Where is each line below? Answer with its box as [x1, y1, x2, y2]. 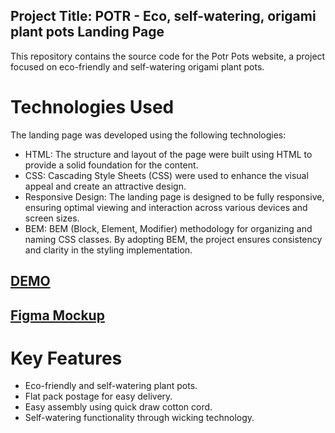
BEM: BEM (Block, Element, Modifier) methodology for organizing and [24, 222, 313, 234]
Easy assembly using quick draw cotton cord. [24, 401, 213, 413]
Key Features [10, 347, 123, 369]
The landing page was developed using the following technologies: [10, 129, 287, 141]
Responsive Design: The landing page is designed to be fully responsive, [24, 190, 325, 203]
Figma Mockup [10, 307, 105, 324]
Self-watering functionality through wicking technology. [24, 412, 255, 424]
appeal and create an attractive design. [24, 180, 187, 192]
